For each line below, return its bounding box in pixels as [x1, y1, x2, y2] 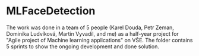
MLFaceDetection [6, 4, 96, 18]
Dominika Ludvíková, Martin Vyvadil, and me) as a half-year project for [6, 30, 179, 37]
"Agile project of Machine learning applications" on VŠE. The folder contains [6, 36, 193, 43]
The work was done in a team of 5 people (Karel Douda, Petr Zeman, [6, 24, 174, 31]
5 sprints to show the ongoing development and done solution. [6, 43, 159, 50]
